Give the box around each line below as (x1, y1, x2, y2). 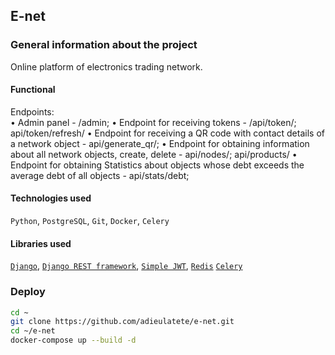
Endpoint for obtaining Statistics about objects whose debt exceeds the (10, 159, 305, 171)
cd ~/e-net (10, 326, 56, 336)
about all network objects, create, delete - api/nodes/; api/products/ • (10, 148, 298, 160)
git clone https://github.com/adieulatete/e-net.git (10, 317, 235, 327)
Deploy (10, 285, 46, 299)
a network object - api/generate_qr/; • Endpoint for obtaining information (10, 137, 310, 149)
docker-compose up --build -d (10, 335, 137, 346)
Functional (10, 84, 56, 96)
